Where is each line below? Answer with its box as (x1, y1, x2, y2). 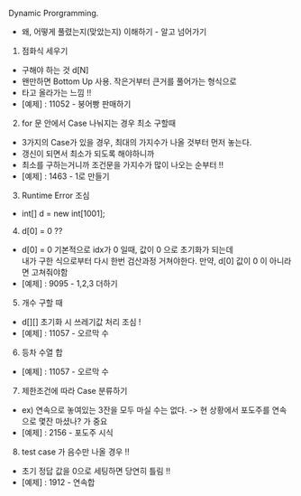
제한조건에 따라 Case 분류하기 (21, 386, 128, 396)
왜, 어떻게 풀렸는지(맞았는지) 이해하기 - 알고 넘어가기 (21, 26, 207, 37)
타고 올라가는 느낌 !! (21, 88, 92, 98)
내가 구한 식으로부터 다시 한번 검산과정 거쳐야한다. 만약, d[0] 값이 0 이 (21, 256, 268, 266)
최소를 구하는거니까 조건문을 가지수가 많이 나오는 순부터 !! (21, 160, 224, 170)
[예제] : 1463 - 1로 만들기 (21, 171, 110, 182)
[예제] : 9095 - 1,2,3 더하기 (21, 278, 118, 288)
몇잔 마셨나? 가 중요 (38, 416, 108, 426)
